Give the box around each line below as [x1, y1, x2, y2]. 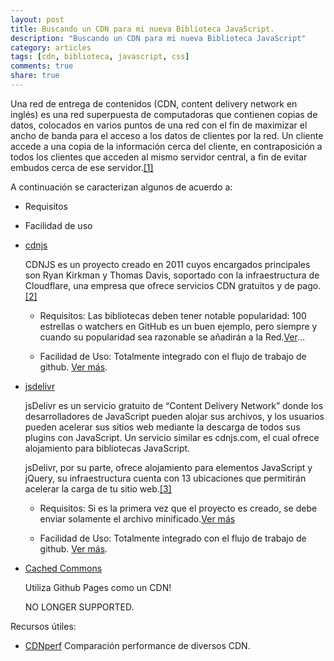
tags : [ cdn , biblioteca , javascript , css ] [10, 52, 190, 62]
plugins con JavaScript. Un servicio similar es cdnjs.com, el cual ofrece [24, 431, 320, 443]
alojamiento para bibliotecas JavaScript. [24, 442, 191, 454]
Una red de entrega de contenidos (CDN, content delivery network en [10, 97, 298, 110]
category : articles [10, 42, 92, 53]
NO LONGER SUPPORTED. [24, 601, 135, 613]
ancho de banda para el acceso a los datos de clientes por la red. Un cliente [10, 129, 324, 141]
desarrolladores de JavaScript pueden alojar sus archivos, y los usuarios [24, 410, 325, 422]
